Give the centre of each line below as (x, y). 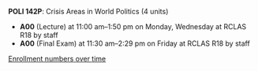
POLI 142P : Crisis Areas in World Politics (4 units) (88, 11)
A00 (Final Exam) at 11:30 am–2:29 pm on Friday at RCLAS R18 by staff (135, 43)
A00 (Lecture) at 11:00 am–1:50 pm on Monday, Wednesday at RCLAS (133, 26)
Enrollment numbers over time (57, 59)
